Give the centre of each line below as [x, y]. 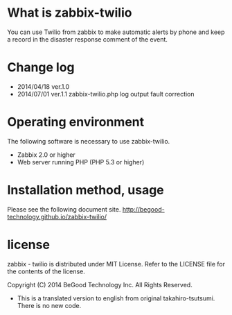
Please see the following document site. [64, 209]
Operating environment [76, 122]
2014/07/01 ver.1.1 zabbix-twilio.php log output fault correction [106, 94]
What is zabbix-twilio [70, 13]
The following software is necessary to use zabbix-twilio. [89, 141]
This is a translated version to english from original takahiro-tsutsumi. [116, 298]
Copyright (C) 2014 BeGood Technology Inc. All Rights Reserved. [100, 284]
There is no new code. [49, 305]
